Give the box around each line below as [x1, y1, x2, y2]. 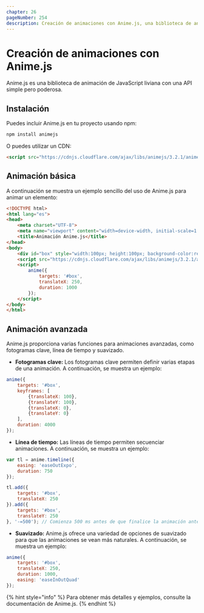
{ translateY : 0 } [28, 410, 69, 417]
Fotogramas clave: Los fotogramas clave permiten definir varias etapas [15, 358, 195, 365]
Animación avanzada [6, 324, 88, 334]
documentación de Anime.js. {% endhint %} [6, 600, 117, 607]
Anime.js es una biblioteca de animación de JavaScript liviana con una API [6, 80, 192, 87]
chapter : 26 [6, 9, 36, 15]
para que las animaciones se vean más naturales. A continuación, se [15, 536, 187, 543]
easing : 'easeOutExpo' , [17, 462, 78, 468]
